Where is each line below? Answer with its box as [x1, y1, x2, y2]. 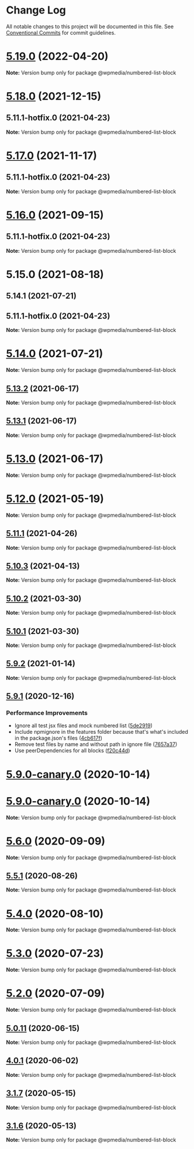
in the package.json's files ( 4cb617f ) [14, 734, 102, 742]
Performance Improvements [6, 709, 88, 717]
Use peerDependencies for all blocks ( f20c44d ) [14, 747, 130, 754]
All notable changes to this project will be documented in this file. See [6, 23, 174, 30]
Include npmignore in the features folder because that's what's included [14, 728, 189, 736]
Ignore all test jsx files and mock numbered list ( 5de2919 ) [14, 722, 153, 729]
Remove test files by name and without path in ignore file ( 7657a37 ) [14, 741, 178, 748]
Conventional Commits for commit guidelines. [6, 29, 116, 36]
